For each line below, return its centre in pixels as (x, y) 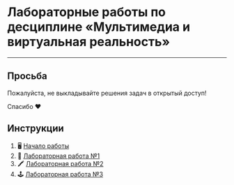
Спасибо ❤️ (24, 106)
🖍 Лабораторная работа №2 (60, 163)
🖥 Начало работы (43, 146)
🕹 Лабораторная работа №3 (60, 174)
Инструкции (36, 129)
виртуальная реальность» (89, 42)
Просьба (27, 76)
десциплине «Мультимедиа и (99, 27)
